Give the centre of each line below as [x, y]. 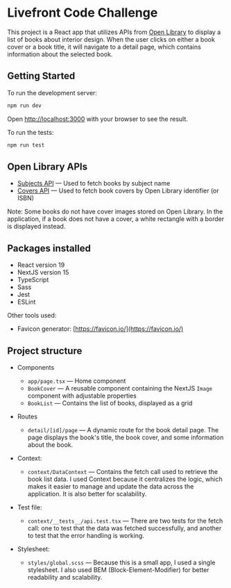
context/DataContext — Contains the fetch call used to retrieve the [123, 471]
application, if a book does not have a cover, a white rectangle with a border [115, 219]
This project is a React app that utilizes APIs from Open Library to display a [114, 32]
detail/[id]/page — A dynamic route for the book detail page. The [123, 430]
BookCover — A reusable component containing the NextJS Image [120, 388]
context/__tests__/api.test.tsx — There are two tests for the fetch [125, 521]
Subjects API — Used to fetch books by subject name [94, 183]
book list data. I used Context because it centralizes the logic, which [125, 479]
